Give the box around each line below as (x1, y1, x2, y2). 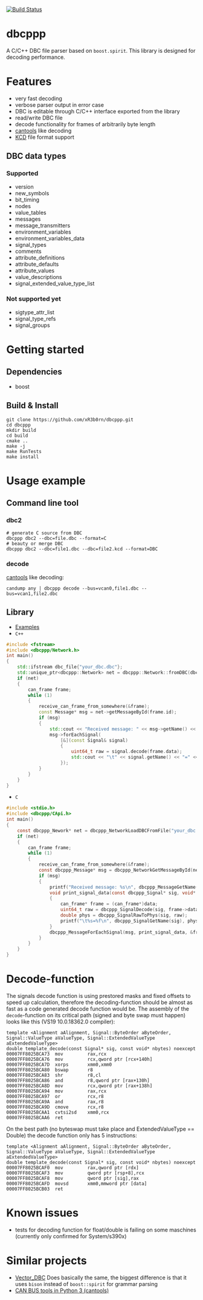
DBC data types (6, 151, 66, 161)
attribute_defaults (14, 260, 59, 268)
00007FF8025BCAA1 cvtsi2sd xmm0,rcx (6, 1109, 110, 1116)
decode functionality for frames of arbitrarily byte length (14, 120, 156, 127)
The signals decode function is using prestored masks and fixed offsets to (6, 992, 191, 999)
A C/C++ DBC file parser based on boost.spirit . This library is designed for (6, 47, 196, 54)
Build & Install (6, 400, 59, 411)
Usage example (6, 474, 86, 488)
